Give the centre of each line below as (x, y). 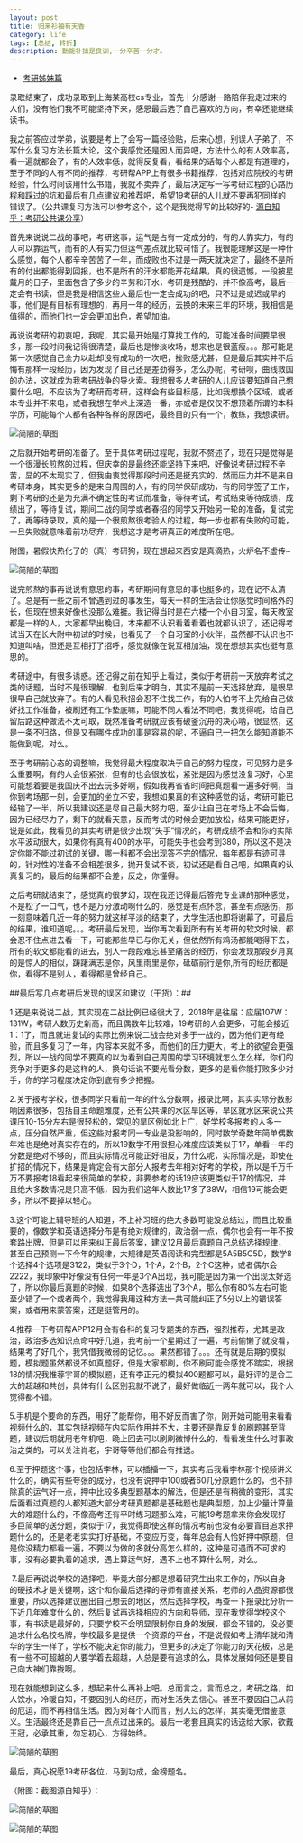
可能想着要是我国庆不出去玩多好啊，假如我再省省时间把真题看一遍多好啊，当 (151, 785)
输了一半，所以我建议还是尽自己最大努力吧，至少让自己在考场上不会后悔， (155, 808)
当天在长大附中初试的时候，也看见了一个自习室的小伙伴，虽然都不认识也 (151, 634)
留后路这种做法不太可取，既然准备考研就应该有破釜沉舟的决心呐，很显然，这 (151, 721)
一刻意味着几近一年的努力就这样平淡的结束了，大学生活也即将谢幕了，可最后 (151, 918)
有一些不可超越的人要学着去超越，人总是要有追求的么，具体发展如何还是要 (147, 1658)
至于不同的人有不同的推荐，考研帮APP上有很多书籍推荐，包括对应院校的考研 (151, 173)
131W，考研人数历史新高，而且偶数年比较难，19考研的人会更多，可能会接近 (150, 1023)
